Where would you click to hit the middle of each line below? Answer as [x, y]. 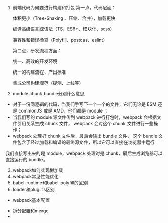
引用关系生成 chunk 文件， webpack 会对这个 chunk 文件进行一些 [85, 123]
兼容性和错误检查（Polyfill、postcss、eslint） [60, 40]
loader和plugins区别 [33, 189]
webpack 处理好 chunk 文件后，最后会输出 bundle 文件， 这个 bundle [85, 136]
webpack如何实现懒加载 [38, 170]
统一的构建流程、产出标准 [39, 72]
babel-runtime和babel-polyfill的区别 [50, 183]
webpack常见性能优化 [35, 177]
